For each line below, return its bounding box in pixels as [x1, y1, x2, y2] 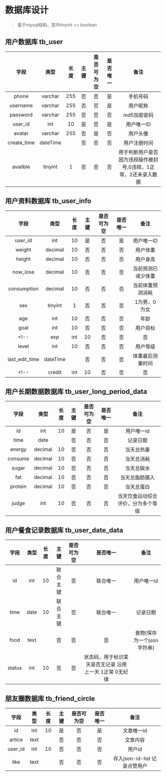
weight [15, 246, 32, 253]
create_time [7, 139, 35, 146]
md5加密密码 [123, 111, 154, 118]
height [16, 256, 31, 262]
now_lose [12, 268, 35, 275]
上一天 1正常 [84, 669, 114, 675]
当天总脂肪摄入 [120, 474, 155, 481]
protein [10, 483, 27, 490]
